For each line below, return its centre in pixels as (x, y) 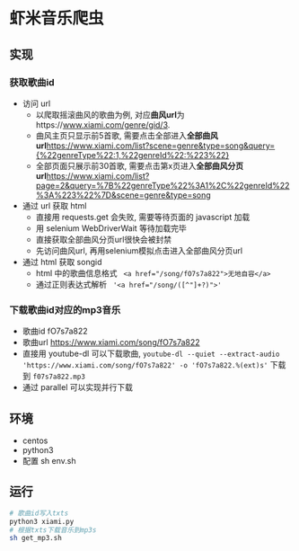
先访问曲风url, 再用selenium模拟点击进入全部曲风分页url (139, 250)
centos (35, 440)
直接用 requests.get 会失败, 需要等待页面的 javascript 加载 (143, 217)
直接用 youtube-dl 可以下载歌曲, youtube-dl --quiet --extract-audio (151, 354)
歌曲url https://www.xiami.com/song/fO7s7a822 (111, 342)
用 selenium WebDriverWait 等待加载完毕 (111, 228)
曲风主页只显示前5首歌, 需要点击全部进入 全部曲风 (127, 135)
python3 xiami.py (42, 521)
